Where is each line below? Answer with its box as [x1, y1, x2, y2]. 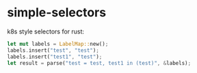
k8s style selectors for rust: [7, 27, 84, 35]
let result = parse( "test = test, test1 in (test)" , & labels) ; [7, 59, 192, 66]
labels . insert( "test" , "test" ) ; [7, 46, 99, 54]
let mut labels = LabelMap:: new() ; [7, 40, 109, 47]
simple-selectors [7, 5, 107, 20]
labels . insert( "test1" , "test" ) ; [7, 53, 103, 60]
